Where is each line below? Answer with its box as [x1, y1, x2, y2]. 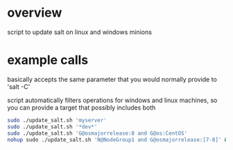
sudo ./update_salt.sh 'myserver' [7, 117, 107, 124]
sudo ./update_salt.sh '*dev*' [7, 123, 98, 130]
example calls [7, 52, 89, 68]
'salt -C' [7, 82, 31, 91]
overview [7, 5, 62, 21]
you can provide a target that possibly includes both [7, 103, 156, 112]
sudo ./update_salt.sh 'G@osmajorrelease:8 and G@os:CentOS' [7, 130, 188, 137]
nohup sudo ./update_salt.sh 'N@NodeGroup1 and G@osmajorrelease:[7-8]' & [7, 136, 228, 143]
